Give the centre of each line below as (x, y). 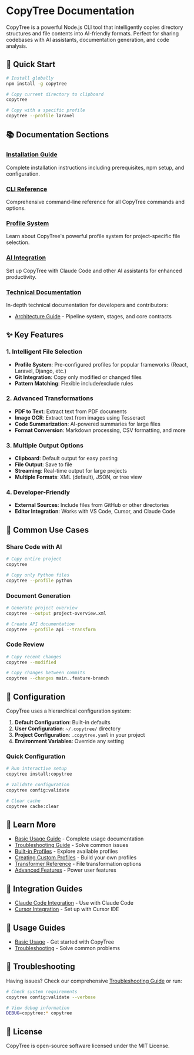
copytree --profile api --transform (51, 629)
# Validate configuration (38, 785)
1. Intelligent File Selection (44, 352)
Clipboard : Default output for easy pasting (66, 459)
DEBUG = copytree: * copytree (39, 1013)
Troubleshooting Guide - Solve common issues (71, 845)
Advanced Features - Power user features (65, 870)
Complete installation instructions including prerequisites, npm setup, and (95, 167)
